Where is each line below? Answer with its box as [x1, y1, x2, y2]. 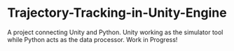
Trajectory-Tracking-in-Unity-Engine [7, 5, 227, 21]
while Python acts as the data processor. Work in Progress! [7, 35, 178, 43]
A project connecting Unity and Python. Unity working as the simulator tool [7, 28, 223, 36]
